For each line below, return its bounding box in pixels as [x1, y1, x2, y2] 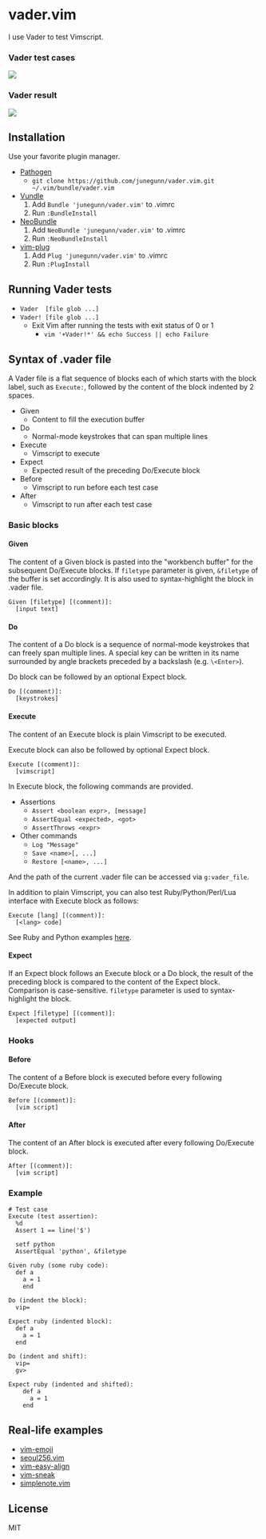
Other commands [19, 830, 77, 841]
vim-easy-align [19, 1461, 70, 1471]
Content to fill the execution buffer [31, 414, 145, 424]
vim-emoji [19, 1445, 54, 1454]
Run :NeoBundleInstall [31, 234, 108, 243]
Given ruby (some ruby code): [8, 1261, 109, 1269]
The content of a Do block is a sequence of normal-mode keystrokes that [8, 640, 250, 650]
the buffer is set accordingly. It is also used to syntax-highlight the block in [8, 574, 254, 584]
